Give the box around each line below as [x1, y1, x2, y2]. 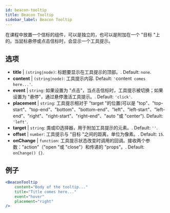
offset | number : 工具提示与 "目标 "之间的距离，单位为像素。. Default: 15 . [12, 131, 165, 137]
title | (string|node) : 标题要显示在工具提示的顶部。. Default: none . [12, 69, 152, 75]
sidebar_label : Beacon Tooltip [5, 17, 72, 22]
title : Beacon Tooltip [5, 12, 54, 17]
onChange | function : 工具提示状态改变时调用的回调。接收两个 [12, 138, 146, 144]
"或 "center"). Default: [116, 113, 163, 119]
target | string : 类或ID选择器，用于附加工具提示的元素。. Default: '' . [12, 125, 158, 131]
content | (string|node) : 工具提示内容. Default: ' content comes [12, 75, 146, 82]
